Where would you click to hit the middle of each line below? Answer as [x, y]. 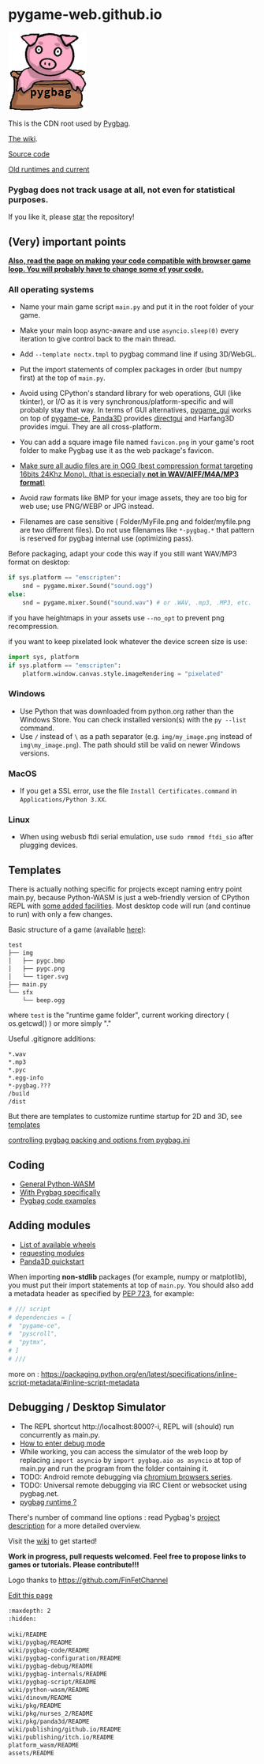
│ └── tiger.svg [38, 977]
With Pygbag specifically [60, 1192]
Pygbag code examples [58, 1200]
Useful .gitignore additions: [52, 1039]
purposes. [28, 199]
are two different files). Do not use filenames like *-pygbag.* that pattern [137, 530]
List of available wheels [58, 1244]
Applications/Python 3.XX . [63, 799]
